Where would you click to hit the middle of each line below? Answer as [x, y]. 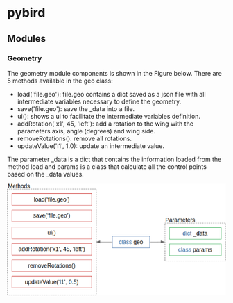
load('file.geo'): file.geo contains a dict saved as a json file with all [111, 94]
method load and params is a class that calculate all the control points [107, 166]
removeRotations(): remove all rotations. [74, 138]
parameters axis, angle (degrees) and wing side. [86, 131]
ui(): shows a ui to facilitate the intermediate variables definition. [109, 116]
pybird [26, 13]
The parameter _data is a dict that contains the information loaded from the [114, 159]
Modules [27, 39]
